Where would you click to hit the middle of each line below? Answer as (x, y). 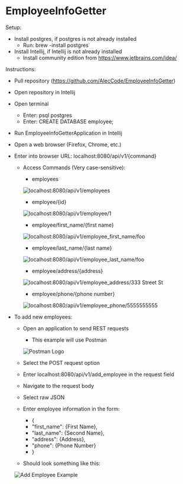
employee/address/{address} (67, 270)
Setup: (14, 27)
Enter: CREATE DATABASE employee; (68, 121)
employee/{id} (49, 202)
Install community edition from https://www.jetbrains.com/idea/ (100, 58)
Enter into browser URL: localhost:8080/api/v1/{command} (85, 156)
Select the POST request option (61, 362)
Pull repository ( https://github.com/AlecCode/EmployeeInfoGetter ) (95, 81)
